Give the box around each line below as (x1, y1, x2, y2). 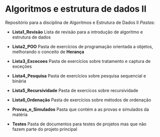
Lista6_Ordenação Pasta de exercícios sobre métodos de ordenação (12, 97, 152, 103)
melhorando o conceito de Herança (12, 49, 85, 55)
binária (12, 78, 26, 84)
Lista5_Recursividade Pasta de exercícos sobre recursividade (12, 87, 138, 93)
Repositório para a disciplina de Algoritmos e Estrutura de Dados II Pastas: (5, 20, 156, 25)
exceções (12, 63, 32, 69)
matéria (12, 111, 28, 117)
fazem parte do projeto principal (12, 126, 77, 132)
